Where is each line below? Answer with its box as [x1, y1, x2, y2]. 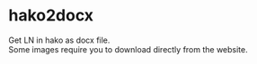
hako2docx [8, 5, 94, 26]
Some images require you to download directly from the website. [8, 44, 248, 54]
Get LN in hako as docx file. [8, 35, 111, 45]
